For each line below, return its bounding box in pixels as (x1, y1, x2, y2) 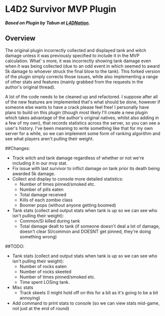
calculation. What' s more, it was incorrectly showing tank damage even (5, 58, 151, 64)
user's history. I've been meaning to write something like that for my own (5, 125, 153, 131)
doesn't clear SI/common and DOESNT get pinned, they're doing (19, 228, 151, 234)
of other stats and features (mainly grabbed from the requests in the (5, 79, 144, 85)
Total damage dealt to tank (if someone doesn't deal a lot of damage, (19, 223, 160, 229)
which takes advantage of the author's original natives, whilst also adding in (5, 115, 159, 121)
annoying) (19, 295, 40, 301)
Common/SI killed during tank (19, 218, 80, 224)
